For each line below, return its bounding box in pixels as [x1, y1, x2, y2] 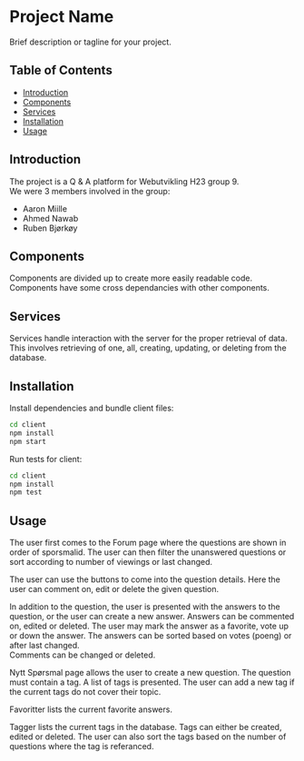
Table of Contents [9, 63, 113, 78]
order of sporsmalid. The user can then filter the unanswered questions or [9, 547, 287, 558]
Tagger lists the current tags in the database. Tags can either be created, [9, 722, 282, 733]
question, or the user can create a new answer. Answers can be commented [9, 611, 295, 622]
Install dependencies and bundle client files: [9, 402, 174, 413]
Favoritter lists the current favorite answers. [9, 704, 172, 715]
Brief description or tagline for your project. [9, 36, 172, 47]
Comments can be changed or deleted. [9, 649, 156, 660]
